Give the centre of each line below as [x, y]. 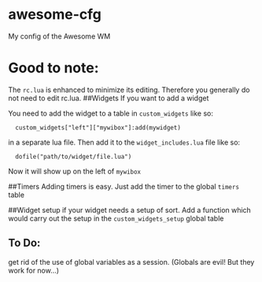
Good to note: [54, 68]
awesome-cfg [55, 15]
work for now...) [34, 270]
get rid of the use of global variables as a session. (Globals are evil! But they [131, 262]
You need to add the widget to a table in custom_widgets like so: [111, 113]
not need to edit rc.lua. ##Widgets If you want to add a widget [109, 98]
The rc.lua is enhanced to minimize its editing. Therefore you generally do [129, 90]
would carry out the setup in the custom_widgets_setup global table [116, 218]
